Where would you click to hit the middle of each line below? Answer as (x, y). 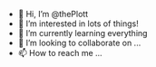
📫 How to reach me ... (60, 53)
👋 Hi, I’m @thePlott (53, 14)
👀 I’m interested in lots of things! (78, 24)
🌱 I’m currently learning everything (83, 33)
